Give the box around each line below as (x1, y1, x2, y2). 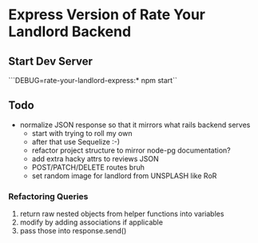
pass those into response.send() (19, 226, 127, 236)
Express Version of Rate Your (8, 6, 206, 24)
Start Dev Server (8, 54, 93, 68)
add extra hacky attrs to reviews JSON (31, 153, 160, 163)
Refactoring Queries (8, 190, 89, 201)
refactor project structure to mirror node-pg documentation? (31, 145, 231, 155)
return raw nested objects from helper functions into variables (19, 209, 224, 219)
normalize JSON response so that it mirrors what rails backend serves (19, 120, 251, 129)
